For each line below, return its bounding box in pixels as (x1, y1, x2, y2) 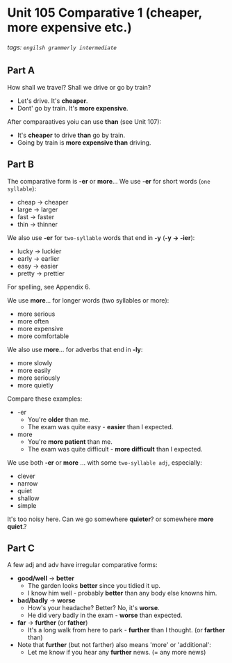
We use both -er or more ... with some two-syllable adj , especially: (7, 458, 203, 467)
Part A (7, 65, 35, 77)
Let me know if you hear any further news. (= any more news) (27, 648, 206, 657)
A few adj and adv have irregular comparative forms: (7, 561, 158, 569)
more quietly (17, 381, 53, 389)
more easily (17, 366, 51, 374)
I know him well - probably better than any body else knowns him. (27, 589, 217, 598)
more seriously (17, 374, 60, 382)
